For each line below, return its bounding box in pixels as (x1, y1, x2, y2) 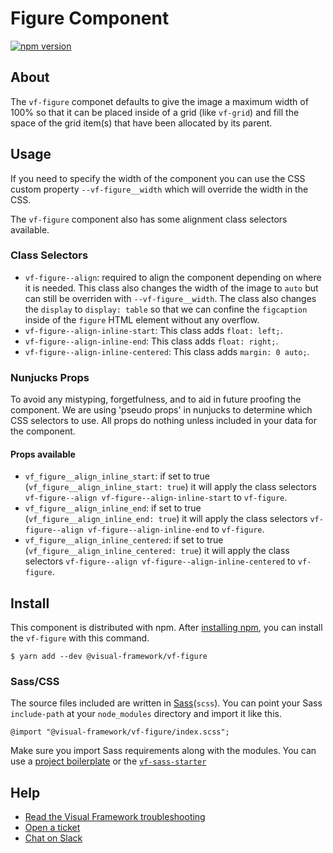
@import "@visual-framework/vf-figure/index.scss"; (10, 727, 230, 737)
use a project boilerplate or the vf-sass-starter (10, 755, 207, 767)
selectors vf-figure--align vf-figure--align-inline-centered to (24, 555, 296, 567)
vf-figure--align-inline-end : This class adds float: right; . (24, 335, 279, 347)
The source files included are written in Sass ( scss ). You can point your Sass (10, 697, 323, 709)
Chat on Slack (24, 832, 83, 844)
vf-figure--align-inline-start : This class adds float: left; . (24, 324, 283, 336)
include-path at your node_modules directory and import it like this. (10, 708, 282, 720)
